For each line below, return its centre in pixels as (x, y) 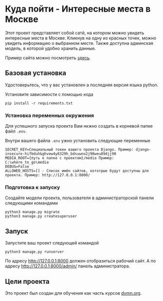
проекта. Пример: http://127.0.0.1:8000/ (48, 175)
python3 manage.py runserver (35, 252)
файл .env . (16, 131)
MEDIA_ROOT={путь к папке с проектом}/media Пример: (60, 158)
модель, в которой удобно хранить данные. (51, 48)
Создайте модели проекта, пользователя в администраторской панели (80, 198)
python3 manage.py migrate (32, 212)
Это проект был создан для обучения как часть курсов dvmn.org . (73, 293)
